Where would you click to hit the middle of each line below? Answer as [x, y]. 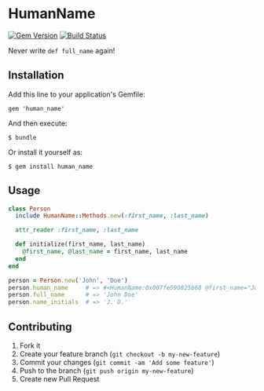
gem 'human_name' [37, 108]
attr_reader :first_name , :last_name [77, 230]
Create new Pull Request [59, 379]
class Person [29, 209]
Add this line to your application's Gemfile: [77, 94]
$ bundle [22, 137]
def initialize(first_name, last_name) [81, 244]
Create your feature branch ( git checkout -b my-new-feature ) [120, 354]
